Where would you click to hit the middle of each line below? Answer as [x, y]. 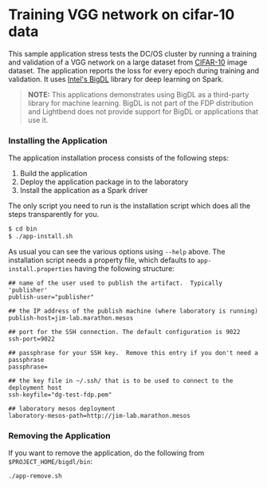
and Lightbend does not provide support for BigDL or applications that [143, 111]
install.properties [41, 269]
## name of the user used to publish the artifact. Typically [116, 283]
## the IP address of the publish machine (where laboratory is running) [133, 311]
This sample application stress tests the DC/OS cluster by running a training [133, 53]
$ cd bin [23, 229]
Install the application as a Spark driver [84, 191]
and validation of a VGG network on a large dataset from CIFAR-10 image [128, 62]
